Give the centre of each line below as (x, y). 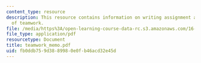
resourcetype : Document (36, 40)
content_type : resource (36, 12)
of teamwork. (28, 23)
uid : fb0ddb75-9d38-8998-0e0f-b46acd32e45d (61, 51)
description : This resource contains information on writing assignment (99, 17)
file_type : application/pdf (41, 34)
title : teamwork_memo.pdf (38, 46)
